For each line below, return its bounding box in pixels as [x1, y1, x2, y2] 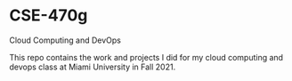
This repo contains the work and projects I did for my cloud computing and [9, 52, 283, 62]
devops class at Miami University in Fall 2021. [9, 61, 176, 72]
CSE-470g [9, 5, 88, 26]
